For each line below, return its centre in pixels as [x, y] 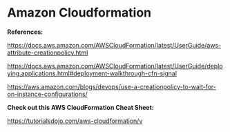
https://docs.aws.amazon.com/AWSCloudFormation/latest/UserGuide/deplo [115, 66]
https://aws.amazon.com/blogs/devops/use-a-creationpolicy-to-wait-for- [112, 86]
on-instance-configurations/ [47, 94]
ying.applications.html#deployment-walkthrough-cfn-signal [92, 73]
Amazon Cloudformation [79, 13]
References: [25, 32]
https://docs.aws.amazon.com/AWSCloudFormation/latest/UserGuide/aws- [114, 45]
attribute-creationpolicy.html [48, 53]
